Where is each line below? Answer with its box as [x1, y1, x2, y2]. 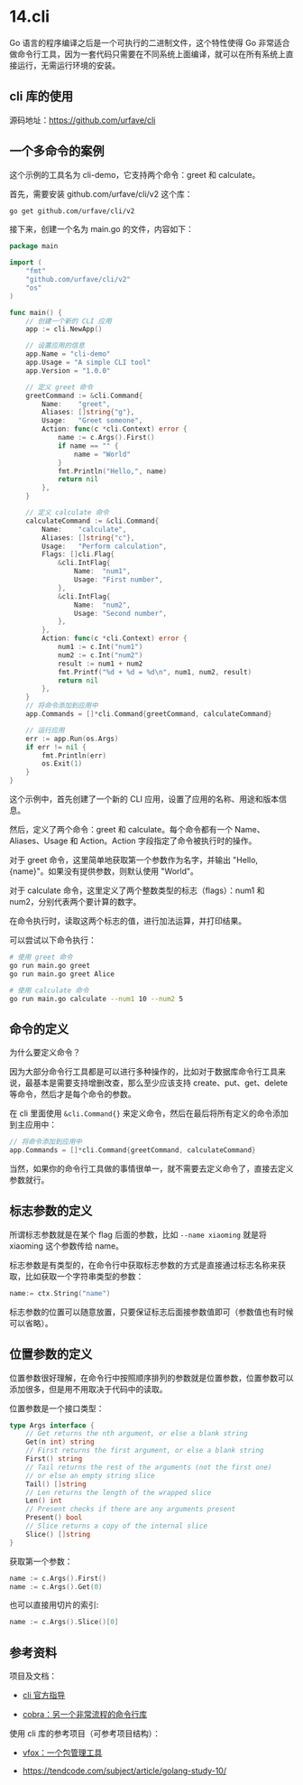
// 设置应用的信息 [25, 341, 86, 350]
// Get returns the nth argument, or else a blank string [25, 1429, 248, 1438]
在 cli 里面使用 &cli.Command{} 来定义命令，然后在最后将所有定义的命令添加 [9, 1108, 289, 1119]
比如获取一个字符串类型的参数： [24, 1270, 144, 1281]
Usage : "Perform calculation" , [41, 542, 168, 551]
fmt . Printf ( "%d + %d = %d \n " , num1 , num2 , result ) [57, 667, 252, 676]
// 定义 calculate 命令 [25, 508, 110, 517]
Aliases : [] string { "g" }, [41, 408, 135, 417]
